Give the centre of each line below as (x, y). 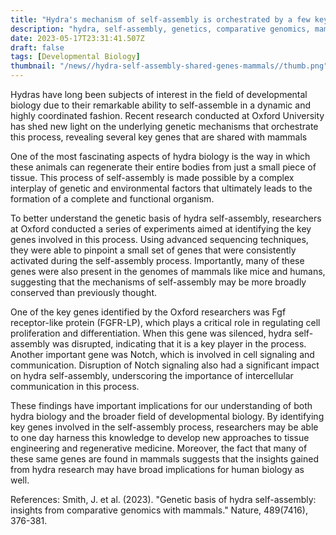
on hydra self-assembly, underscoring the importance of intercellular (152, 375)
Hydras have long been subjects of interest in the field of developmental (159, 94)
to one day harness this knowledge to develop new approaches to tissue (160, 437)
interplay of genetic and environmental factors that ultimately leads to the (161, 188)
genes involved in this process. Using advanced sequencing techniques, (159, 239)
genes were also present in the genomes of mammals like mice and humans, (168, 271)
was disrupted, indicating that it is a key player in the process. (179, 344)
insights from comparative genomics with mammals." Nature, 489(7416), (159, 510)
